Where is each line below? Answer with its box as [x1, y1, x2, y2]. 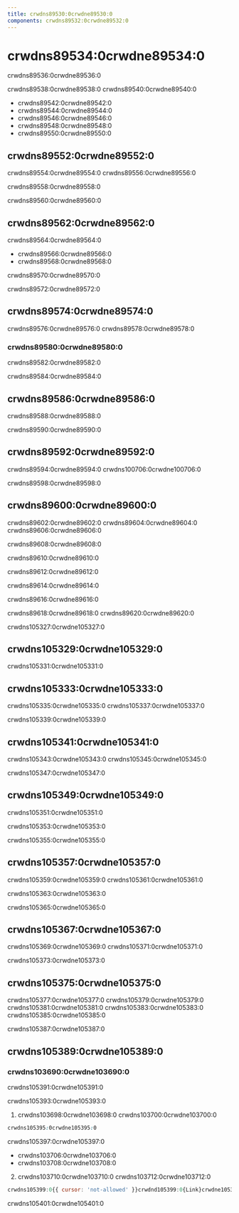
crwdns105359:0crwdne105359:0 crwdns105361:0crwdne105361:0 [7, 875, 203, 884]
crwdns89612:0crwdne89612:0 [7, 567, 99, 576]
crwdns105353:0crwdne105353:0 [7, 822, 106, 831]
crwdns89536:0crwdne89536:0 [7, 71, 102, 80]
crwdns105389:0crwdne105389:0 [7, 1045, 164, 1058]
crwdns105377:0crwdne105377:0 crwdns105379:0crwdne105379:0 [7, 996, 204, 1004]
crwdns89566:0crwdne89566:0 [17, 250, 112, 259]
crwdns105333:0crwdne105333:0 [7, 682, 164, 694]
